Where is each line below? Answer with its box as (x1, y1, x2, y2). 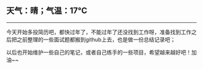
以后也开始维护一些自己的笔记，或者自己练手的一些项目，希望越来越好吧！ (6, 49, 192, 56)
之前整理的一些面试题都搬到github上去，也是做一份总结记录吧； (16, 35, 176, 43)
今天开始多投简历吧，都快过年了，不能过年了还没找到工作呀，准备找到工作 (6, 28, 192, 35)
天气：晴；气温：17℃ (6, 5, 88, 16)
